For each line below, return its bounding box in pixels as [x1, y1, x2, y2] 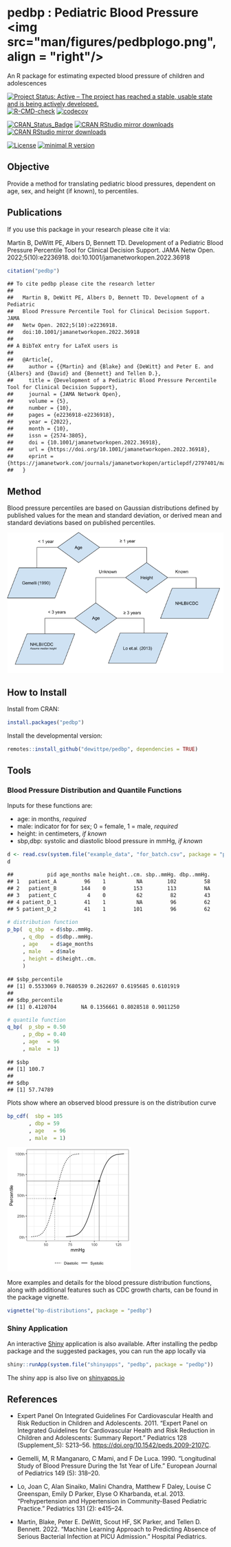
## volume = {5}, [7, 398, 69, 405]
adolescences [7, 79, 47, 87]
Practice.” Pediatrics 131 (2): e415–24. [16, 1504, 124, 1512]
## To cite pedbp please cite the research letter [7, 281, 155, 288]
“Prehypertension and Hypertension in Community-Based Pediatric [16, 1497, 208, 1506]
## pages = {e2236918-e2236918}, [7, 412, 115, 419]
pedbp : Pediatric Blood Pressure [7, 5, 199, 21]
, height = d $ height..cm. [22, 955, 97, 962]
